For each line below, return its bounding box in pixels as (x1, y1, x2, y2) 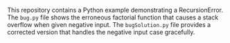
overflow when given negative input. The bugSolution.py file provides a (7, 21, 211, 28)
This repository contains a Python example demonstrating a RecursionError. (7, 6, 224, 14)
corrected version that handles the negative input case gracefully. (7, 28, 195, 36)
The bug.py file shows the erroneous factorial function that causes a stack (7, 13, 219, 21)
